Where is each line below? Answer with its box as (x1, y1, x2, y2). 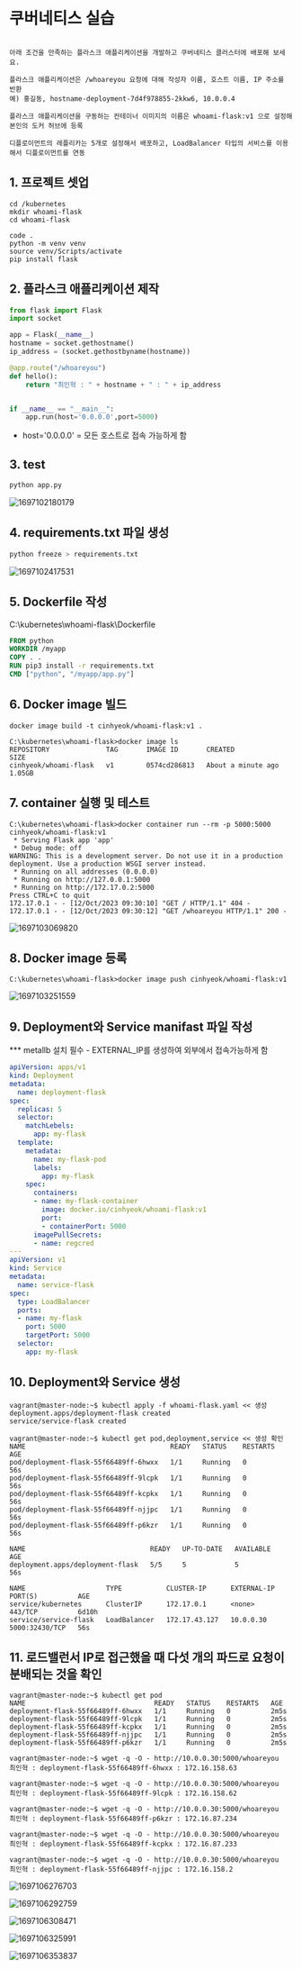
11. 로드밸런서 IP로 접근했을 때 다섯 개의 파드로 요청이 (9, 1649, 285, 1665)
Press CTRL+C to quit (9, 891, 91, 900)
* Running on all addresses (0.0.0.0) (13, 867, 159, 876)
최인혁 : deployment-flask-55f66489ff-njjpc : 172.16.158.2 (9, 1865, 234, 1874)
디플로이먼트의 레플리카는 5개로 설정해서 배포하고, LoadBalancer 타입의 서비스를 (9, 139, 272, 148)
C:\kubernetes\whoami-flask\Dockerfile (9, 619, 155, 630)
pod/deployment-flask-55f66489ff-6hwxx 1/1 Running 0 (9, 1457, 247, 1466)
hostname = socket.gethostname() (9, 339, 135, 348)
